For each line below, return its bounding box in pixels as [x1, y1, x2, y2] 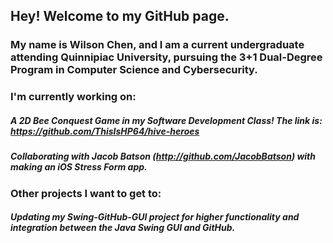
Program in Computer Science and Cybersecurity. [10, 63, 258, 77]
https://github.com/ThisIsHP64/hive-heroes [10, 125, 200, 137]
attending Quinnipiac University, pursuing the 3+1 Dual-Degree [10, 50, 323, 64]
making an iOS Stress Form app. [10, 161, 148, 173]
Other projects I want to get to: [10, 186, 162, 200]
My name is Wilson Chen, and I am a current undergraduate [10, 38, 305, 52]
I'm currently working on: [10, 90, 137, 104]
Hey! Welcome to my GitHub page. [10, 8, 230, 25]
